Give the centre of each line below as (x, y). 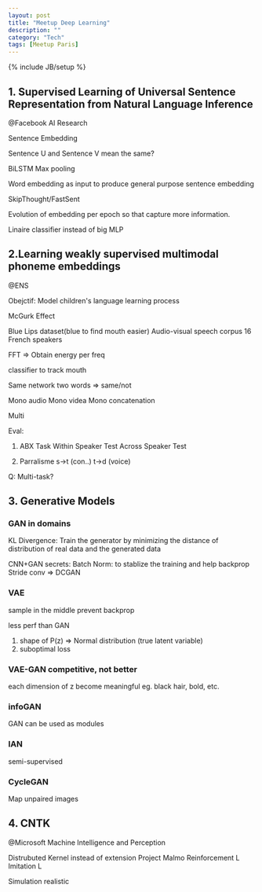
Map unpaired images (43, 798)
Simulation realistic (39, 881)
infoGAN (25, 707)
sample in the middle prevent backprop (71, 610)
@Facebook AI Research (48, 123)
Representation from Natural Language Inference (131, 104)
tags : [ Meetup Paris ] (44, 45)
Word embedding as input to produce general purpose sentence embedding (131, 184)
